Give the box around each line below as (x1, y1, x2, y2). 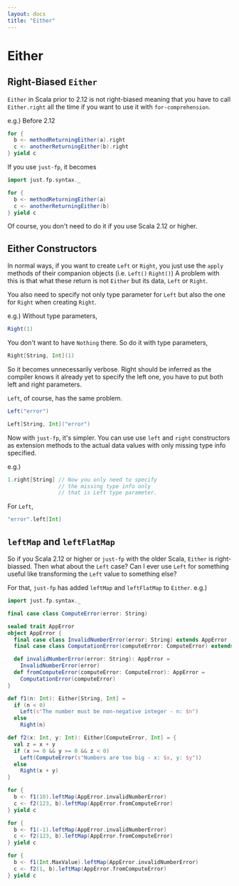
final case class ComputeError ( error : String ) (7, 610, 148, 617)
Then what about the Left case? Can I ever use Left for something (33, 562, 229, 570)
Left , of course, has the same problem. (7, 394, 123, 402)
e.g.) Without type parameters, (7, 312, 97, 320)
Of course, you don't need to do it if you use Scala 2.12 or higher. (7, 222, 198, 231)
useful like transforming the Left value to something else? (7, 570, 177, 578)
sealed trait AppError (7, 623, 75, 630)
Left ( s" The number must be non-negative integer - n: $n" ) (20, 708, 199, 715)
